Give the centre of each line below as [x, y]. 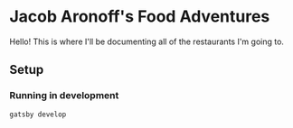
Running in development [64, 96]
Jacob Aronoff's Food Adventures [140, 17]
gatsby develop [38, 114]
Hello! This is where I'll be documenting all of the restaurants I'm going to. [147, 41]
